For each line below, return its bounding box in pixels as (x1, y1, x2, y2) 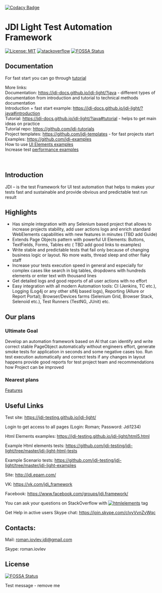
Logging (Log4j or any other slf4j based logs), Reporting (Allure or (12, 288, 144, 294)
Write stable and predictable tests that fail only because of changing (12, 247, 149, 253)
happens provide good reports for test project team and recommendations (5, 359, 154, 365)
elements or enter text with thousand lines (12, 273, 97, 279)
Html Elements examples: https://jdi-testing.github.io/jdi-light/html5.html (5, 433, 150, 439)
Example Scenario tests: (5, 457, 54, 463)
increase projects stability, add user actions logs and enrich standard (12, 226, 151, 232)
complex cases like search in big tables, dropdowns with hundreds (12, 268, 146, 273)
